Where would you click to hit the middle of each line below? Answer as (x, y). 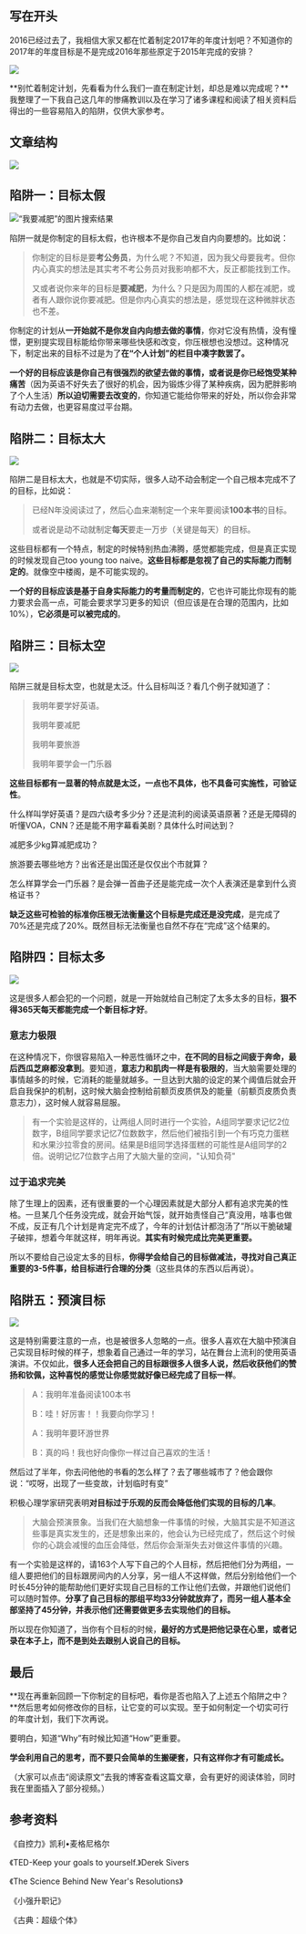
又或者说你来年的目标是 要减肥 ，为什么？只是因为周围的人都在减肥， (159, 288)
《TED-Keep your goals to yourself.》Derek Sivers (99, 1862)
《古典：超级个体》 (46, 1919)
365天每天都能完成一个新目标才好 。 (85, 1009)
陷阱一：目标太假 (57, 196)
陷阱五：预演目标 (57, 1300)
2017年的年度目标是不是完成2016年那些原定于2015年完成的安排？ (132, 51)
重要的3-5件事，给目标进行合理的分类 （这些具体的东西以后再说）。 (134, 1269)
